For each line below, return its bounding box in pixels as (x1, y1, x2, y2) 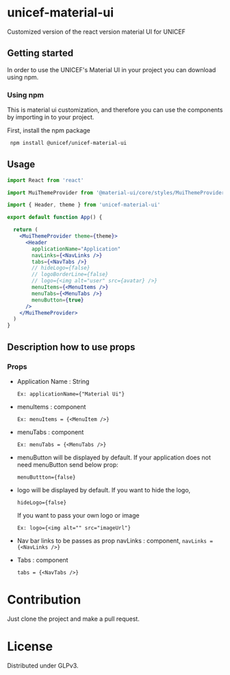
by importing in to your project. (7, 113, 94, 122)
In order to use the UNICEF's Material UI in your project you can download (7, 65, 216, 73)
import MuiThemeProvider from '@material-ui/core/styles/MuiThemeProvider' (7, 189, 228, 196)
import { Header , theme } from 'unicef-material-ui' (7, 201, 161, 209)
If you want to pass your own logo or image (16, 511, 140, 519)
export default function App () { (7, 214, 103, 221)
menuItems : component (16, 402, 86, 411)
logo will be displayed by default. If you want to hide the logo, (16, 485, 191, 494)
